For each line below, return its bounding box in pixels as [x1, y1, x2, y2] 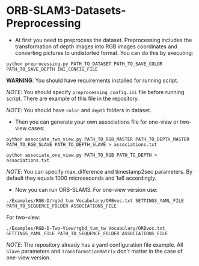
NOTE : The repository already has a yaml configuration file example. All [6, 241, 183, 248]
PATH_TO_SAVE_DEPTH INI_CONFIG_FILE [6, 66, 98, 72]
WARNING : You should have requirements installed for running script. [6, 77, 179, 84]
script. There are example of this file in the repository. [6, 95, 139, 102]
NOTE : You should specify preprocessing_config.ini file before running [6, 88, 185, 95]
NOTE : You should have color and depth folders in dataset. [6, 106, 152, 113]
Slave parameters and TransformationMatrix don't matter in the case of [6, 247, 183, 255]
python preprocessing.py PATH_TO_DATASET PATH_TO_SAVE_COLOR [6, 61, 163, 67]
